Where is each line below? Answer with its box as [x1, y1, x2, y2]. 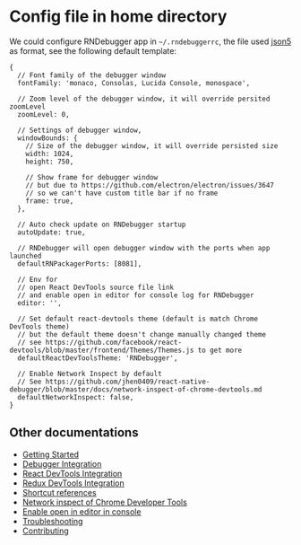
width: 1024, [25, 149, 74, 158]
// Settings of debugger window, [17, 126, 142, 135]
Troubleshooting [21, 515, 83, 526]
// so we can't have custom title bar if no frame [25, 189, 219, 198]
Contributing [21, 525, 69, 536]
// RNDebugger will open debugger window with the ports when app [17, 243, 271, 252]
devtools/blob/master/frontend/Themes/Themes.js [9, 346, 194, 355]
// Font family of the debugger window [17, 70, 167, 80]
